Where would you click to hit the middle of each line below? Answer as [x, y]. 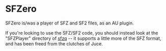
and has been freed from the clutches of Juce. [54, 43]
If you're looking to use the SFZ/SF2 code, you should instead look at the [82, 33]
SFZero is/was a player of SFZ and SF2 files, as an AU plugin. [70, 23]
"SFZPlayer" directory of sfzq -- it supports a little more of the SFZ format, [83, 38]
